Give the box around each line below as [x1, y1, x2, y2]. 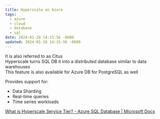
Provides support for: [5, 78, 49, 84]
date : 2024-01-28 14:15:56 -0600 [5, 35, 74, 40]
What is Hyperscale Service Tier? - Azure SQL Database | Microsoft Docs [5, 108, 155, 114]
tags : [5, 12, 16, 17]
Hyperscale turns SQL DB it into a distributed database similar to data [5, 58, 147, 64]
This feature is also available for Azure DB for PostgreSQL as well [5, 69, 139, 75]
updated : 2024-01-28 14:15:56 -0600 [5, 40, 81, 45]
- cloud [9, 21, 26, 26]
